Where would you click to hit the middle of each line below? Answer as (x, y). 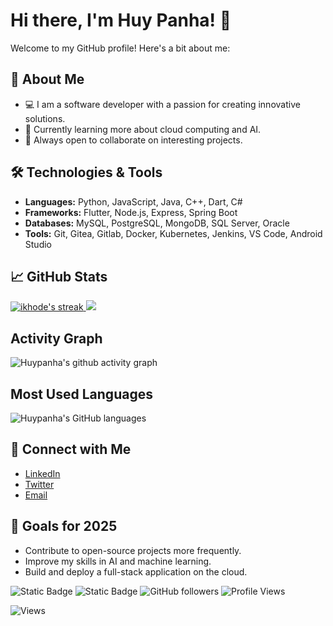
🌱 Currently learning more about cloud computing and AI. (143, 129)
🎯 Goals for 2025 (64, 526)
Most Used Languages (81, 394)
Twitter (39, 484)
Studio (38, 244)
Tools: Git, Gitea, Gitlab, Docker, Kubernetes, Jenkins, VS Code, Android (173, 233)
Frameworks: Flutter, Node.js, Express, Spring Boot (131, 212)
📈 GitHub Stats (59, 276)
